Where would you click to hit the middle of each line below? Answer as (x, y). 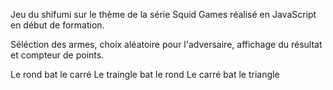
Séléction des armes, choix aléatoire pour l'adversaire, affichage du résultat (166, 44)
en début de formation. (57, 25)
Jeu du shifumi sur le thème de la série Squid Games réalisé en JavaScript (163, 14)
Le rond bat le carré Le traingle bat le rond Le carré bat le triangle (145, 74)
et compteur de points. (57, 55)
